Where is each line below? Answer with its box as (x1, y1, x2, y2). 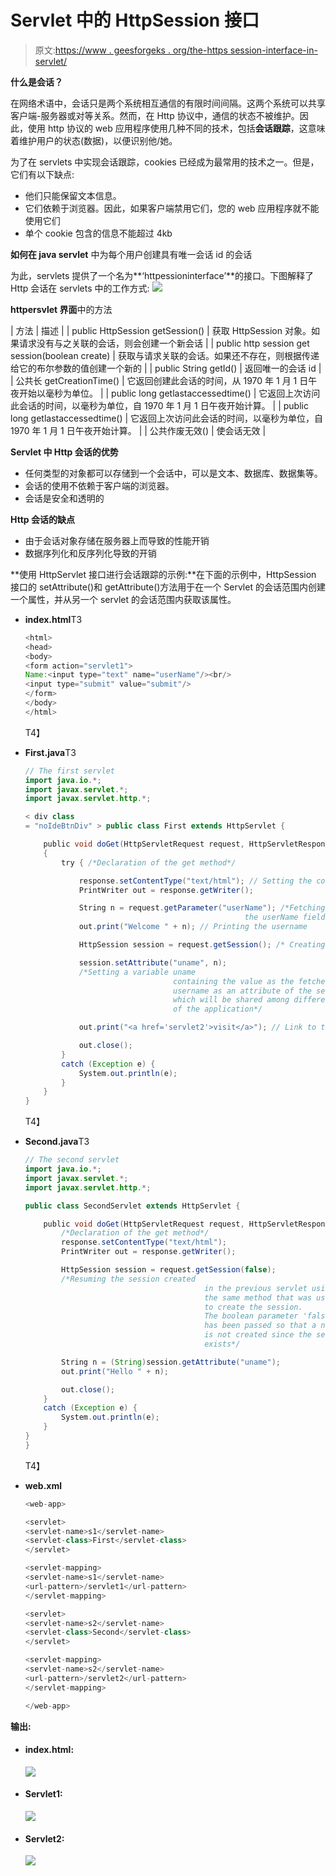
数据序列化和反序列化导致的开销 (24, 547, 157, 559)
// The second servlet (24, 1155, 120, 1165)
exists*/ (204, 1339, 241, 1350)
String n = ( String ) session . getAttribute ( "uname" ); (61, 1357, 281, 1367)
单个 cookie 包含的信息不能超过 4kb (24, 227, 173, 239)
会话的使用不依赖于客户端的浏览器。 (24, 479, 175, 491)
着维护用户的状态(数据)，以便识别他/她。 (10, 134, 178, 146)
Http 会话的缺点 (10, 513, 75, 525)
